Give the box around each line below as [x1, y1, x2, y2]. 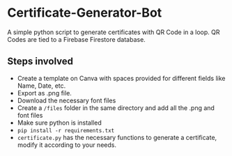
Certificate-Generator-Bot [7, 5, 162, 21]
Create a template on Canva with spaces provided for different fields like [17, 74, 226, 82]
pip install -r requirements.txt [17, 127, 115, 134]
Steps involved [7, 56, 74, 68]
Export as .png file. [17, 88, 72, 97]
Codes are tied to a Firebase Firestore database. [7, 35, 146, 43]
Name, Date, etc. [17, 81, 66, 90]
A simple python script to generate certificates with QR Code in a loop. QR [7, 28, 220, 36]
